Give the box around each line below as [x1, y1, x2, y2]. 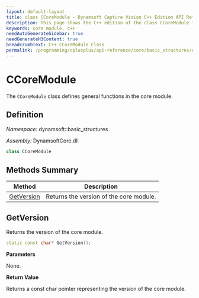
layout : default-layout [6, 8, 65, 15]
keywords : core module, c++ [6, 25, 76, 31]
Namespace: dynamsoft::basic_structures [6, 125, 108, 132]
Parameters [6, 251, 36, 258]
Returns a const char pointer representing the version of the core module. [6, 285, 187, 292]
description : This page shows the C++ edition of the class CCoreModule [6, 20, 190, 26]
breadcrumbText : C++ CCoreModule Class [6, 42, 105, 48]
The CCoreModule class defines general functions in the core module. [6, 93, 173, 100]
